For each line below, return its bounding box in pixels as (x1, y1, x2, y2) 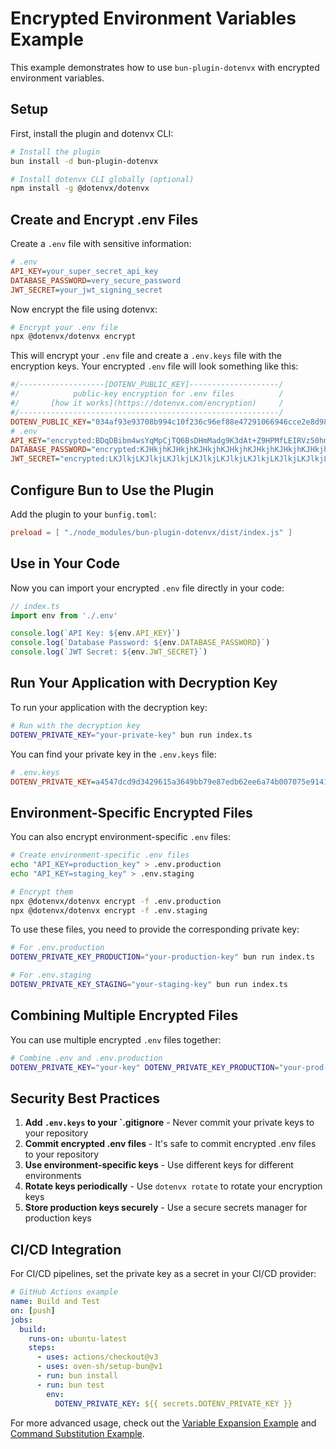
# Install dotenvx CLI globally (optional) (10, 174, 195, 184)
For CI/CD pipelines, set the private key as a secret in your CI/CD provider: (10, 1268, 317, 1280)
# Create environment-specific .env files (10, 850, 190, 861)
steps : (28, 1343, 56, 1353)
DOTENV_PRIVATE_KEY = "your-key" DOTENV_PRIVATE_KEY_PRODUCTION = (10, 1062, 280, 1072)
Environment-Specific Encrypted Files (10, 804, 253, 821)
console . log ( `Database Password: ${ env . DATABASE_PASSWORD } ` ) (10, 638, 271, 648)
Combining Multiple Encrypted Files (10, 1007, 239, 1024)
